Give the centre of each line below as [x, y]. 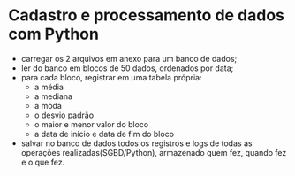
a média [49, 87]
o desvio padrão [64, 115]
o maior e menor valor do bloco [91, 124]
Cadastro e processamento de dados [146, 15]
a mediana [53, 96]
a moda [48, 105]
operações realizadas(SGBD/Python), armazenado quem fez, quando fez [154, 152]
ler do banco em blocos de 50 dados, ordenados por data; [127, 68]
